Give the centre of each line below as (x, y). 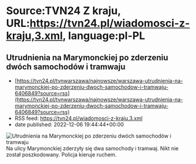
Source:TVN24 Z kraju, (64, 11)
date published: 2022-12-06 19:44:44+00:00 (69, 124)
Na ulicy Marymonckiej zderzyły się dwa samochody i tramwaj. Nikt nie (92, 148)
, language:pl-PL (104, 36)
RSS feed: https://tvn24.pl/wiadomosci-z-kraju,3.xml (79, 118)
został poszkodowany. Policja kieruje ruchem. (62, 155)
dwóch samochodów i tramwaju (66, 67)
